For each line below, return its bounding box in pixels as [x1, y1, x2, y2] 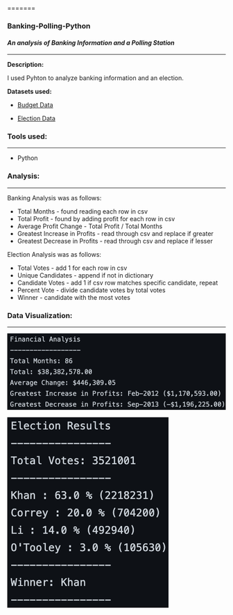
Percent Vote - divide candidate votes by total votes [17, 286, 166, 294]
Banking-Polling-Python [7, 21, 91, 31]
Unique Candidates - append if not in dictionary [17, 271, 154, 279]
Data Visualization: [7, 310, 73, 320]
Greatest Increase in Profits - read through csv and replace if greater [17, 229, 214, 237]
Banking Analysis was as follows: [7, 193, 102, 202]
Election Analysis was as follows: [7, 250, 102, 258]
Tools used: [7, 131, 48, 141]
